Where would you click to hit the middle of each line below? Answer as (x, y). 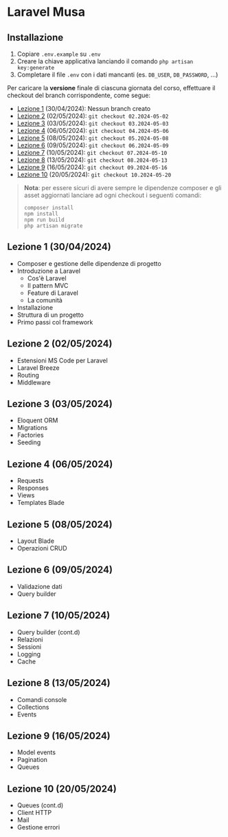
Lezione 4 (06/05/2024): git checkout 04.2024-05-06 (93, 131)
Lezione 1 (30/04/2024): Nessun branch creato (84, 108)
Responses (33, 488)
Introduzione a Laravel (49, 271)
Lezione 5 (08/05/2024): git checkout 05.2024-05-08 (93, 138)
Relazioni (30, 639)
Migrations (32, 428)
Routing (28, 375)
